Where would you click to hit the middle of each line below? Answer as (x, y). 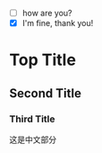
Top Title (42, 60)
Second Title (46, 93)
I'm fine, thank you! (58, 23)
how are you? (47, 13)
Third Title (32, 119)
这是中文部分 (33, 139)
